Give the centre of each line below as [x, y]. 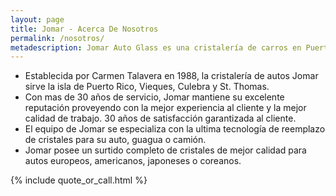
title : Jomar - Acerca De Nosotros [84, 29]
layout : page [37, 19]
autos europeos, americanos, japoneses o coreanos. [133, 161]
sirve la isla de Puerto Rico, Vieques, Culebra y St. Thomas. [147, 87]
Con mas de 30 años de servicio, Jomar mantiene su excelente [154, 97]
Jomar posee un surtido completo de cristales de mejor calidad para [165, 150]
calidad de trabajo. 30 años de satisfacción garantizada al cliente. [160, 118]
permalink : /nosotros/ [57, 38]
